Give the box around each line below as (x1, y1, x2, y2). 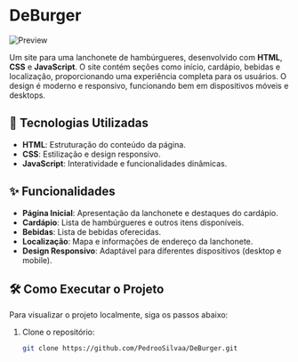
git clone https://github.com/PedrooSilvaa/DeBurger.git (21, 344, 238, 353)
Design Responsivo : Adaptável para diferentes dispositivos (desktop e (21, 245, 282, 256)
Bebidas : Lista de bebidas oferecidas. (21, 226, 162, 237)
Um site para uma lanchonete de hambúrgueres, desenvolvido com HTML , (9, 52, 283, 62)
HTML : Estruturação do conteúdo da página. (21, 139, 187, 149)
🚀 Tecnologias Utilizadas (9, 116, 149, 131)
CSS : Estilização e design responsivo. (21, 149, 161, 159)
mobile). (21, 254, 52, 265)
